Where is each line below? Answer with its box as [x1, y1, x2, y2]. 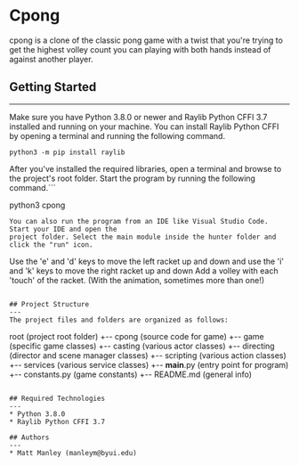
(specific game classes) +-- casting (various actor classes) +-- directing [9, 340, 275, 351]
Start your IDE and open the [9, 225, 117, 233]
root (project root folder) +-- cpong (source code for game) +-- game [9, 331, 264, 341]
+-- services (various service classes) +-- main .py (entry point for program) [9, 359, 289, 370]
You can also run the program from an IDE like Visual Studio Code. [9, 217, 269, 225]
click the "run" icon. [9, 240, 93, 249]
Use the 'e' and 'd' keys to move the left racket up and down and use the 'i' [9, 256, 285, 266]
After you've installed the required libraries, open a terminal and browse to [9, 163, 282, 174]
